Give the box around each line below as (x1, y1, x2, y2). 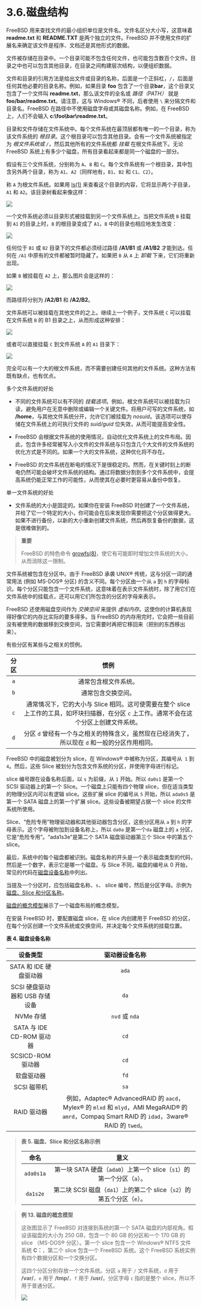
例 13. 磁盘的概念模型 (20, 1211, 73, 1218)
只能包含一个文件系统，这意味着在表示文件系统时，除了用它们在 (37, 585, 196, 592)
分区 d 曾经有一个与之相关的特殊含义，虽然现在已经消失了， (23, 729, 193, 738)
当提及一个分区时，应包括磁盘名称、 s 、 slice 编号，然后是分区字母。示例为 (6, 881, 192, 888)
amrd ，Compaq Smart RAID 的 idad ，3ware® (62, 1112, 188, 1120)
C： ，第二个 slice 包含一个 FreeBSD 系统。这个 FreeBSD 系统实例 (32, 1246, 195, 1253)
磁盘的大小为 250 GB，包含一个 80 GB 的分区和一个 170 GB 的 (31, 1231, 185, 1238)
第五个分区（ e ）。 (98, 1194, 147, 1203)
